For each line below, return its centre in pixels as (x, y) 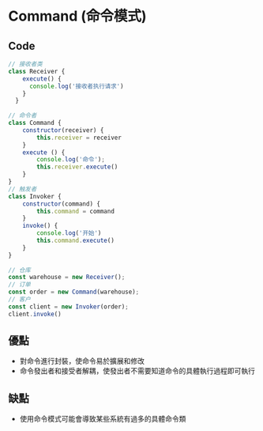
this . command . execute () (75, 240)
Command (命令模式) (78, 16)
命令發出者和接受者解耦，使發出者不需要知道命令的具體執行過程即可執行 (137, 371)
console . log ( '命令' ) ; (71, 160)
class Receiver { (37, 71)
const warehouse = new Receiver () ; (67, 278)
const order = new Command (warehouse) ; (74, 292)
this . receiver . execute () (77, 167)
